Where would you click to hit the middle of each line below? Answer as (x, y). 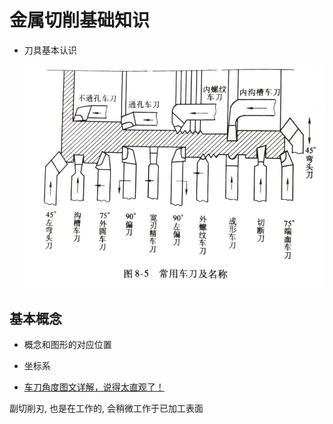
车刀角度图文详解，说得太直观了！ (94, 387)
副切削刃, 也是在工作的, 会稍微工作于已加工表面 (106, 408)
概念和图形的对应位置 (67, 345)
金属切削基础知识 (80, 20)
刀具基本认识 (50, 50)
